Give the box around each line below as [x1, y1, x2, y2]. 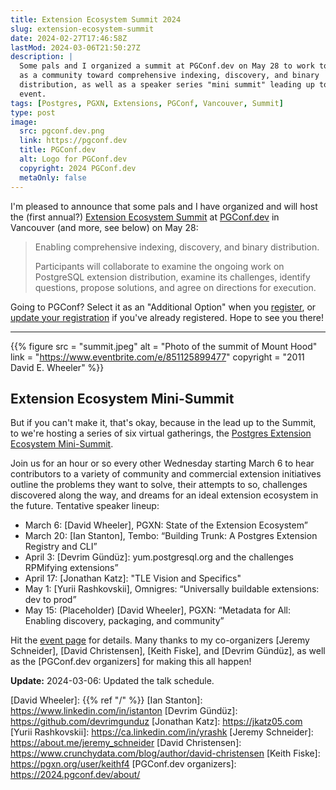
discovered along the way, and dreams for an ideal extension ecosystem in [10, 489, 319, 501]
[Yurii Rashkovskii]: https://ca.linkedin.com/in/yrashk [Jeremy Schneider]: [10, 726, 314, 738]
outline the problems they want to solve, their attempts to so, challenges [10, 479, 308, 491]
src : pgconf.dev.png [19, 126, 105, 136]
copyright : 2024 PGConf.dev [19, 163, 137, 173]
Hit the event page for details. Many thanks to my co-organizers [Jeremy [10, 634, 310, 646]
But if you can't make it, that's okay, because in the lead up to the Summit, [10, 417, 317, 429]
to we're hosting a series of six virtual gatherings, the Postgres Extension [10, 427, 312, 440]
